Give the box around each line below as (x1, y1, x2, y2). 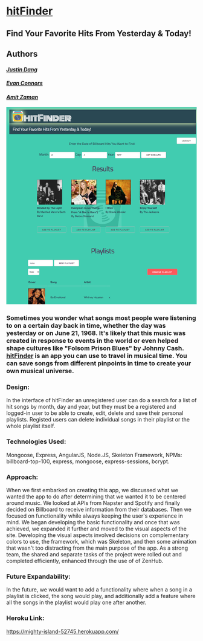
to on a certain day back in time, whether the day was (6, 322, 166, 330)
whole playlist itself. (6, 422, 56, 430)
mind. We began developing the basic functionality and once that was (6, 519, 180, 525)
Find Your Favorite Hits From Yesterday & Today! (6, 28, 192, 39)
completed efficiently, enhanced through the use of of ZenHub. (6, 558, 164, 564)
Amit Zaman (6, 93, 38, 100)
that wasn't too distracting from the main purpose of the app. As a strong (6, 544, 188, 552)
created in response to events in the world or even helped (6, 337, 179, 345)
